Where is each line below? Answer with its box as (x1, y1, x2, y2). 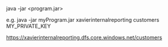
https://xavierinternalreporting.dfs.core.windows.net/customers (6, 34, 163, 41)
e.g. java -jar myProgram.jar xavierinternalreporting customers (6, 16, 160, 23)
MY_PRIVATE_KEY (6, 23, 51, 29)
